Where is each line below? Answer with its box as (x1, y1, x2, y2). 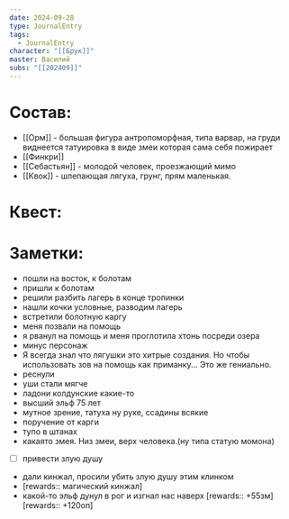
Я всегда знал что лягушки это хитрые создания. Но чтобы (22, 349, 250, 360)
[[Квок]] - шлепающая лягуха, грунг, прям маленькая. (22, 170, 231, 181)
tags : (9, 30, 30, 39)
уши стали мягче (22, 378, 88, 388)
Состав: (9, 103, 72, 123)
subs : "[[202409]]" (9, 64, 83, 73)
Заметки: (9, 243, 84, 264)
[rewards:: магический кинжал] (22, 481, 143, 491)
